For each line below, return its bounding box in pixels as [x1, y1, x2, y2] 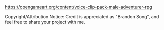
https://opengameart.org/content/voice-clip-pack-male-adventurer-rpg [5, 4, 152, 10]
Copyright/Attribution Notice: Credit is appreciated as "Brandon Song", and [5, 14, 159, 19]
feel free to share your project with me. [5, 19, 85, 25]
